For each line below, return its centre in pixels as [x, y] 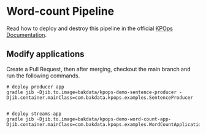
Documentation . [27, 34]
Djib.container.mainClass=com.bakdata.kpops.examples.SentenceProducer [100, 97]
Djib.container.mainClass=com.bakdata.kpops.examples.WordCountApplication [105, 124]
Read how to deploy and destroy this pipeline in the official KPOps [90, 28]
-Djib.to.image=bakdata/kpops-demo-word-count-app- [104, 119]
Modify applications [45, 54]
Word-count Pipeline [60, 11]
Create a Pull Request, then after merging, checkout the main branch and [99, 69]
